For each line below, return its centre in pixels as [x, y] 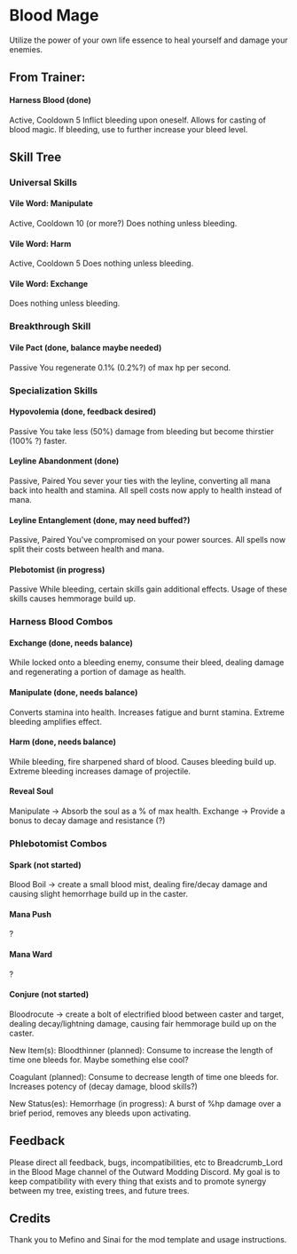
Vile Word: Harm [40, 243]
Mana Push [30, 914]
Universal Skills [43, 182]
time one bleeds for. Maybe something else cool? [99, 1060]
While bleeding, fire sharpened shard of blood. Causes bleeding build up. [143, 761]
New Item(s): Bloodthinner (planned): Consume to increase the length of [141, 1050]
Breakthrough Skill [50, 327]
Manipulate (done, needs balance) [74, 693]
